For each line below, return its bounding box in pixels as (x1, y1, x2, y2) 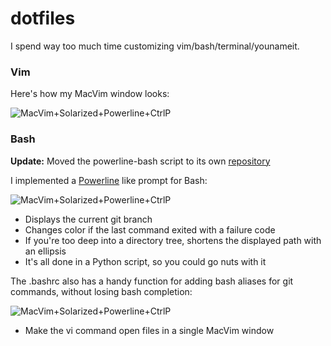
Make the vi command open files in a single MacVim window (24, 324, 275, 336)
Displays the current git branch (24, 213, 153, 225)
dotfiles (10, 7, 76, 30)
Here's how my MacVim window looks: (10, 88, 170, 100)
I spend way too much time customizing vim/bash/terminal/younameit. (10, 40, 300, 52)
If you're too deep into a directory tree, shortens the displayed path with (24, 234, 322, 246)
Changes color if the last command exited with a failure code (24, 223, 276, 236)
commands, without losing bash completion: (10, 285, 193, 297)
